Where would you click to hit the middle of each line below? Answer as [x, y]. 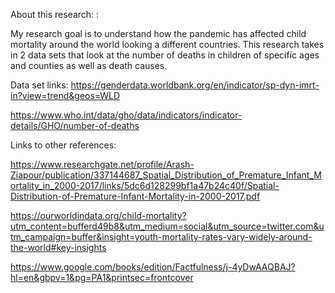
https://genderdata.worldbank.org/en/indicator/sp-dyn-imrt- [195, 85]
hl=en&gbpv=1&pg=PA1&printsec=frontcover [102, 277]
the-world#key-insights [58, 247]
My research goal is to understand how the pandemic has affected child [158, 33]
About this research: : [55, 14]
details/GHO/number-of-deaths [75, 125]
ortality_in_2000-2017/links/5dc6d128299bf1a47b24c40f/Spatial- [145, 185]
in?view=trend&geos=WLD [65, 95]
